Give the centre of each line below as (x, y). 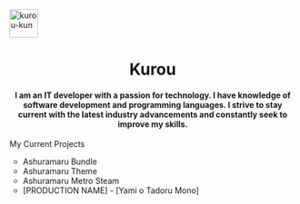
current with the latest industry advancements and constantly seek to (153, 114)
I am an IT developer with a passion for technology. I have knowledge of (153, 95)
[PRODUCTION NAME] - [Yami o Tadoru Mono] (111, 190)
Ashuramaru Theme (60, 171)
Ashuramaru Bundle (60, 161)
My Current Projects (47, 144)
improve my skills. (153, 124)
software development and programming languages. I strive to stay (153, 104)
